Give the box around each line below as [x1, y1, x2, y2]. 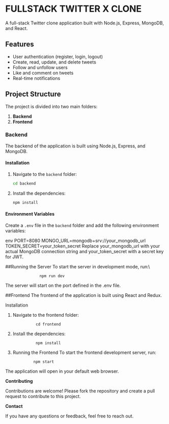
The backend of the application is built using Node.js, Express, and [5, 143, 146, 149]
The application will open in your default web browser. [5, 368, 119, 374]
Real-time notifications [12, 75, 61, 81]
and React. [5, 25, 28, 31]
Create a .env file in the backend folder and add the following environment [5, 222, 159, 229]
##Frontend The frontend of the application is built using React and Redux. [5, 292, 162, 298]
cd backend [12, 181, 36, 186]
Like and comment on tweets [12, 70, 74, 76]
